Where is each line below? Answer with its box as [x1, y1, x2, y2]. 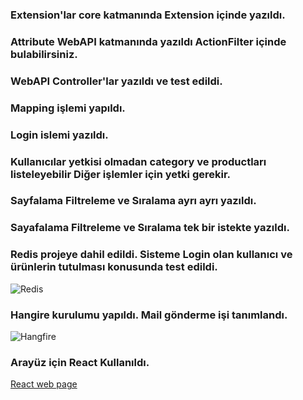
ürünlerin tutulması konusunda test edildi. [10, 260, 218, 274]
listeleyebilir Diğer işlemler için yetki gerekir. [10, 167, 232, 181]
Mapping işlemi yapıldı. [10, 101, 126, 115]
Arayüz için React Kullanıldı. [10, 355, 150, 369]
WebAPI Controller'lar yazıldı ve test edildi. [10, 74, 223, 88]
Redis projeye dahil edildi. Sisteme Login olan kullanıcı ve [10, 248, 293, 262]
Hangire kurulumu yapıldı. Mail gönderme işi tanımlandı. [10, 308, 288, 322]
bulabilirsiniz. [10, 47, 78, 61]
